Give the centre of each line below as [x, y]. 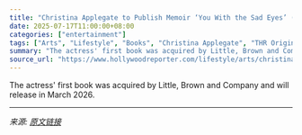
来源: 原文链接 [35, 121]
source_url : [31, 59]
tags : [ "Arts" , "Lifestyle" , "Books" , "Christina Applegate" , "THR [138, 43]
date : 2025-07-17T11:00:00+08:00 [72, 26]
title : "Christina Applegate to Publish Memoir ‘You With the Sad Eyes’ [148, 18]
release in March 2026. [52, 94]
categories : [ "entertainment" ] [68, 34]
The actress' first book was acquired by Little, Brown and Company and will [149, 85]
